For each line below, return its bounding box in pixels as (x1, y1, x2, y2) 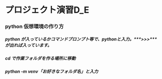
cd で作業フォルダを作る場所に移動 (5, 56, 76, 61)
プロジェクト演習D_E (5, 4, 90, 16)
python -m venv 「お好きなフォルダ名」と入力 (5, 69, 98, 75)
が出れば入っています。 (5, 42, 52, 48)
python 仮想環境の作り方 (5, 23, 64, 30)
